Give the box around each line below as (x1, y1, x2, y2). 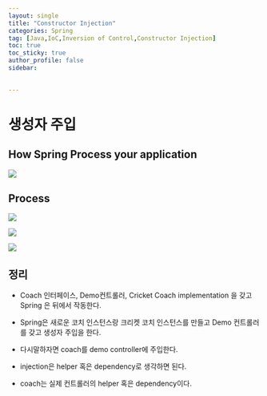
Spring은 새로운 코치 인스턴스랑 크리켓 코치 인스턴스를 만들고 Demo (19, 317, 232, 327)
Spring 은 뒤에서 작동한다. (19, 301, 102, 310)
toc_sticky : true (8, 49, 66, 57)
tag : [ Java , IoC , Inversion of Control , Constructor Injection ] (8, 34, 217, 42)
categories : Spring (8, 26, 74, 34)
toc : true (8, 42, 42, 50)
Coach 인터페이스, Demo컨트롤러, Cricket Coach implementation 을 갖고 (19, 290, 253, 301)
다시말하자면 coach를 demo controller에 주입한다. (19, 345, 178, 354)
